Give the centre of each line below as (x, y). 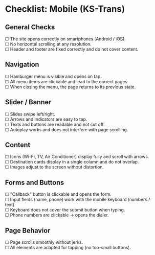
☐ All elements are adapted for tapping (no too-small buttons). (68, 248)
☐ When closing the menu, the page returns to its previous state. (70, 87)
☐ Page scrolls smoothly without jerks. (44, 242)
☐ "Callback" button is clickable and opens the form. (58, 194)
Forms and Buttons (35, 182)
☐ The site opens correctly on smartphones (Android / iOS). (66, 39)
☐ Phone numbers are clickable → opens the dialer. (57, 215)
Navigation (22, 65)
